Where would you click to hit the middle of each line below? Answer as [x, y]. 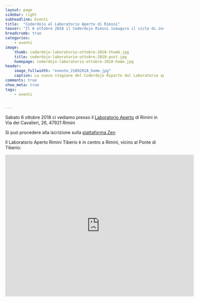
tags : [11, 89]
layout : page [19, 10]
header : [13, 66]
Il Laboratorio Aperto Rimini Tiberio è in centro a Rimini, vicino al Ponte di [81, 142]
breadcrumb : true [23, 33]
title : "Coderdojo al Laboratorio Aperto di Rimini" [63, 24]
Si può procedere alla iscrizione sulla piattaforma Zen [60, 133]
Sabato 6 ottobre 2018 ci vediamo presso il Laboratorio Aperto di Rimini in [81, 117]
